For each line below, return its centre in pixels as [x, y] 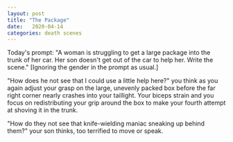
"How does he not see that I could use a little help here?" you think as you [113, 81]
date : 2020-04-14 [35, 26]
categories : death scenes [44, 33]
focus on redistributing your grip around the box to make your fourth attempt [116, 103]
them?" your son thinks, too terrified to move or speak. [85, 131]
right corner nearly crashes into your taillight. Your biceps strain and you [111, 96]
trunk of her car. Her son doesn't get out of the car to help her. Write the [110, 60]
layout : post [26, 14]
